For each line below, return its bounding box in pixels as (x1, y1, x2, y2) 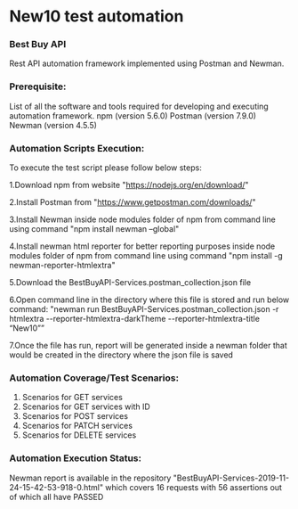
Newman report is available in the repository (9, 472, 172, 483)
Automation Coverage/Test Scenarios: (9, 372, 180, 384)
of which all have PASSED (9, 491, 104, 502)
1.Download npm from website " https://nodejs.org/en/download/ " (9, 180, 249, 191)
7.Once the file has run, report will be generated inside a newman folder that (9, 341, 287, 351)
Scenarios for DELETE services (21, 430, 137, 440)
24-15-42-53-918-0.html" (9, 481, 104, 492)
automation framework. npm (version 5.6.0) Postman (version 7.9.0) (9, 110, 256, 121)
